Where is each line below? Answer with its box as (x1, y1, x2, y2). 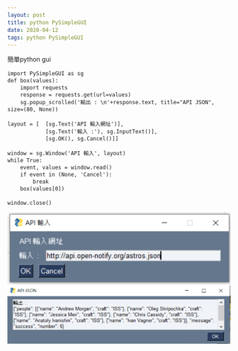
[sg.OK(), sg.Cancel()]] (45, 135, 119, 143)
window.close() (7, 199, 52, 207)
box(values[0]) (20, 185, 65, 193)
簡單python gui (7, 55, 52, 64)
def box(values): (7, 77, 59, 84)
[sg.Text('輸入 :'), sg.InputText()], (45, 128, 158, 135)
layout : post (7, 11, 46, 18)
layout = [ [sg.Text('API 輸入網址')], (7, 121, 124, 128)
